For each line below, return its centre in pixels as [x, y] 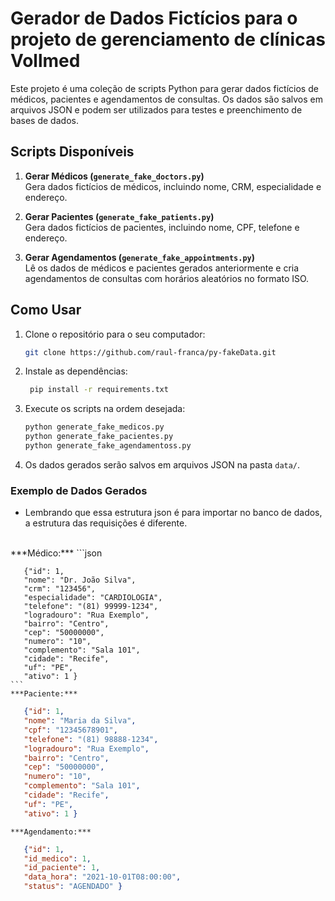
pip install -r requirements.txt [99, 390]
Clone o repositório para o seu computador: [115, 334]
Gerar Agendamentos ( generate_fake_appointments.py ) [140, 257]
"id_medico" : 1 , [57, 858]
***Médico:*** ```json [56, 553]
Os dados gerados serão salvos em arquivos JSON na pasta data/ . [162, 464]
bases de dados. [44, 120]
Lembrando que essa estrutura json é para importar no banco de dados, [173, 513]
